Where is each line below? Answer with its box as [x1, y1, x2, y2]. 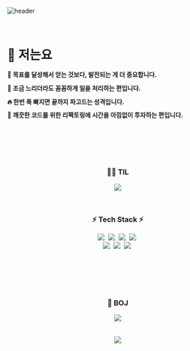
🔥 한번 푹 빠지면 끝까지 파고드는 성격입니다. [7, 97, 125, 106]
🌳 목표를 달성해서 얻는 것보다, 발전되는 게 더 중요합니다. [7, 70, 157, 79]
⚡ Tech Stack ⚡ [92, 215, 144, 224]
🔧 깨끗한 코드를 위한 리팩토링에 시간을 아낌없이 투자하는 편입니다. [7, 111, 184, 120]
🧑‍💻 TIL [106, 167, 130, 177]
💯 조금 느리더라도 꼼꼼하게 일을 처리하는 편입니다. [7, 84, 142, 92]
